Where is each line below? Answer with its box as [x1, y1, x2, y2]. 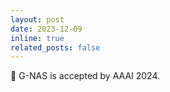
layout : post [10, 14, 65, 25]
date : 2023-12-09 [10, 24, 83, 34]
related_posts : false [10, 42, 101, 53]
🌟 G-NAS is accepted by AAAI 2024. [10, 70, 161, 82]
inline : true [10, 33, 65, 43]
